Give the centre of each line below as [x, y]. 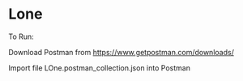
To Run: [21, 36]
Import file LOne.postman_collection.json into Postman [99, 68]
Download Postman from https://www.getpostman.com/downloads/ [122, 52]
